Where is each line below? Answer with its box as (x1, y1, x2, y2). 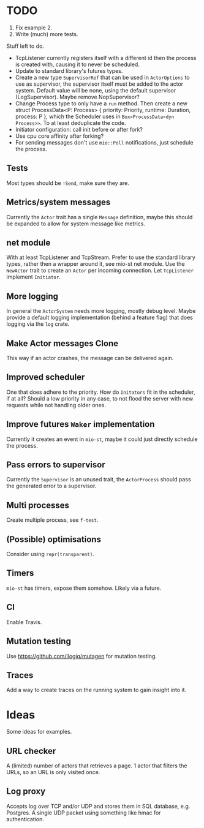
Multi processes (6, 500, 69, 510)
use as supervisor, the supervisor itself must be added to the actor (15, 80, 184, 88)
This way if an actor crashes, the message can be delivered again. (6, 355, 174, 361)
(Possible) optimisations (6, 534, 101, 544)
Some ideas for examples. (6, 728, 72, 736)
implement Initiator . (6, 273, 61, 280)
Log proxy (6, 786, 46, 797)
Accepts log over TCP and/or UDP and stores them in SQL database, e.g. (6, 802, 191, 810)
